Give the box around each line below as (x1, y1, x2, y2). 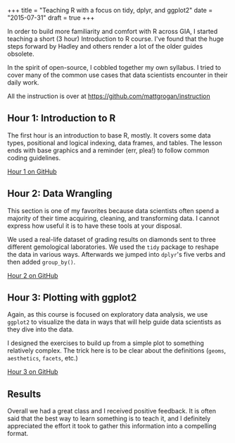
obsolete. (7, 49, 34, 58)
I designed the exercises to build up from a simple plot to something (7, 339, 204, 348)
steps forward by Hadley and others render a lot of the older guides (7, 42, 203, 50)
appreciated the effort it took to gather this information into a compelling (7, 422, 217, 430)
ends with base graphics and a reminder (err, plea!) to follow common (7, 146, 210, 154)
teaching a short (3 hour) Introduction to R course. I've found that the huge (7, 35, 224, 43)
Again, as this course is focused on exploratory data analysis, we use (7, 310, 208, 319)
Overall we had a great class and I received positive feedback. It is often (7, 407, 217, 415)
